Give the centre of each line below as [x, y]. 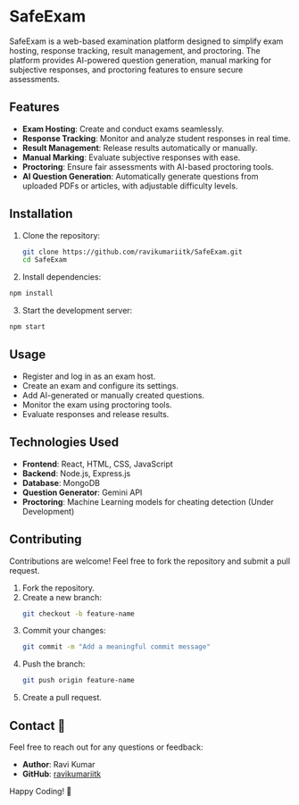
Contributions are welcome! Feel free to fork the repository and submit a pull [150, 561]
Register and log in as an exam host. [89, 376]
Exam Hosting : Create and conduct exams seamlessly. [123, 129]
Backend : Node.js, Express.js [76, 473]
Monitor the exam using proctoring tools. [97, 405]
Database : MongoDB [61, 482]
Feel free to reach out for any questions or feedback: [106, 747]
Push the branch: [54, 664]
